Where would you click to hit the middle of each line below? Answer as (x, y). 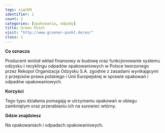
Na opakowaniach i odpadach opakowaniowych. (54, 125)
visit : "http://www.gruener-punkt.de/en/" (49, 33)
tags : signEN (18, 10)
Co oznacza (17, 51)
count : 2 (14, 19)
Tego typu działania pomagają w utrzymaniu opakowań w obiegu (71, 100)
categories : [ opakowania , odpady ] (41, 23)
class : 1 (14, 37)
